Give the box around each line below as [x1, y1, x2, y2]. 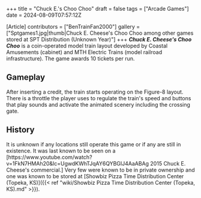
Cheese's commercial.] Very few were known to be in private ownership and [6, 166, 195, 173]
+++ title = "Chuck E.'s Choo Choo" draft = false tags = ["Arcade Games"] [6, 5, 189, 12]
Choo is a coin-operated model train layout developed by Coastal [6, 42, 168, 49]
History [6, 125, 35, 135]
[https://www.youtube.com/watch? [6, 153, 92, 161]
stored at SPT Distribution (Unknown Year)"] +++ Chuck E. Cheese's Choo [6, 36, 192, 43]
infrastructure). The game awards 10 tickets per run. [6, 55, 135, 62]
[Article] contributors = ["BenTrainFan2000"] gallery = [6, 23, 140, 30]
